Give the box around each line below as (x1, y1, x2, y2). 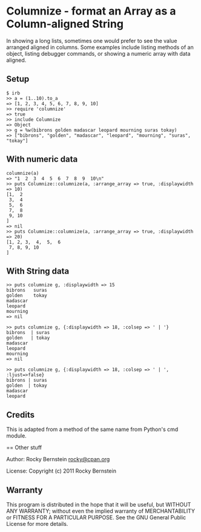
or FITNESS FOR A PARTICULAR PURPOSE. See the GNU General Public (6, 514, 186, 521)
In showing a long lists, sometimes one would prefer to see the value (6, 37, 177, 44)
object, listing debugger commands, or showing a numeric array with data (6, 50, 191, 57)
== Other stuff (6, 444, 42, 452)
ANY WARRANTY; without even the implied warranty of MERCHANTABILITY (6, 507, 196, 514)
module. (6, 432, 27, 439)
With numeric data (6, 154, 78, 165)
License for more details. (6, 521, 68, 527)
